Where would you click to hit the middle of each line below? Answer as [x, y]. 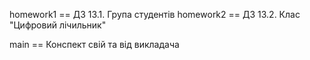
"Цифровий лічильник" [58, 25]
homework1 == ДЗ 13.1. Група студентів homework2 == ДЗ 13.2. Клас [155, 14]
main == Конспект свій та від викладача [94, 44]
